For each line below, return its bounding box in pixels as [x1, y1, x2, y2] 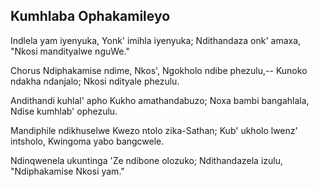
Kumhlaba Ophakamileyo [10, 8, 171, 25]
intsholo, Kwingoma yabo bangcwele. [10, 135, 165, 147]
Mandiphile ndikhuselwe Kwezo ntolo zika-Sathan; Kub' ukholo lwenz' [10, 124, 298, 136]
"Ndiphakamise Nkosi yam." [10, 165, 125, 177]
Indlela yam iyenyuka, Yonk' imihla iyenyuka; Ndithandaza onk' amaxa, [10, 34, 302, 46]
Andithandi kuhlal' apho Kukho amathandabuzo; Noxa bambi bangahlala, [10, 94, 310, 106]
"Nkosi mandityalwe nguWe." [10, 45, 130, 57]
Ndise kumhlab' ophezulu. [10, 105, 118, 117]
